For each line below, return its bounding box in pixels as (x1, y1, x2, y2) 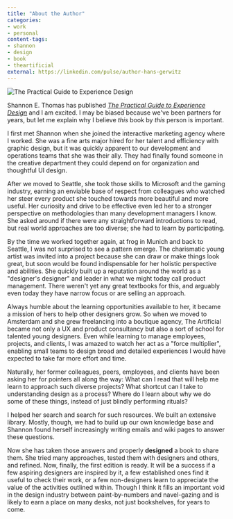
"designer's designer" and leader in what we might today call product (7, 274, 206, 282)
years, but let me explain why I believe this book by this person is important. (7, 115, 224, 124)
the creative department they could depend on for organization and (7, 158, 200, 167)
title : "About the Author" (7, 10, 85, 17)
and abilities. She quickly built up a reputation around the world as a (7, 267, 201, 275)
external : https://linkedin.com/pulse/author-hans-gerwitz (7, 68, 182, 75)
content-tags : (7, 36, 49, 43)
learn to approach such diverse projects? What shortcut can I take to (7, 382, 203, 390)
